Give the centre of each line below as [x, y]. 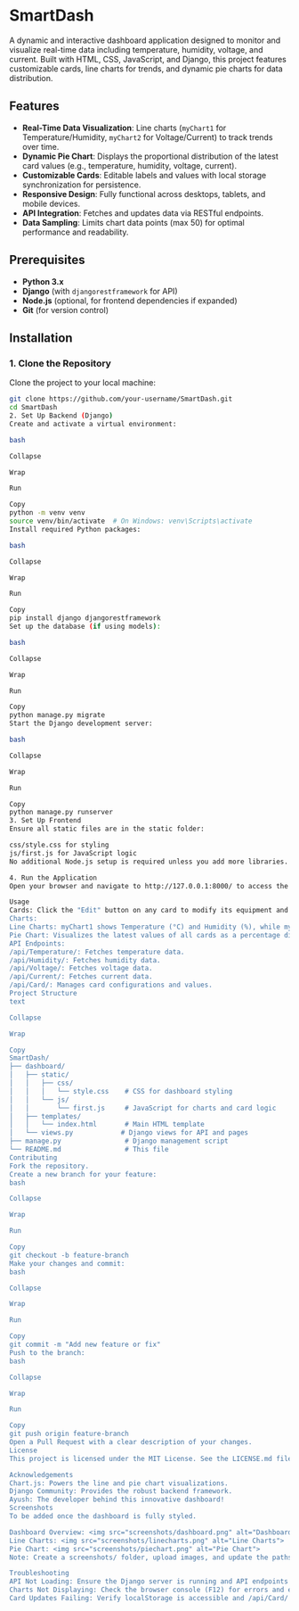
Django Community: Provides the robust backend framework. [121, 1491]
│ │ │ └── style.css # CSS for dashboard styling [121, 1091]
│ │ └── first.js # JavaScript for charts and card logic [143, 1108]
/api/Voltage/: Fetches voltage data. [81, 969]
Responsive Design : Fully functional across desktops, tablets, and [144, 194]
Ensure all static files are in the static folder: [107, 829]
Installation [41, 338]
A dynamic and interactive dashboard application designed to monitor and [145, 40]
